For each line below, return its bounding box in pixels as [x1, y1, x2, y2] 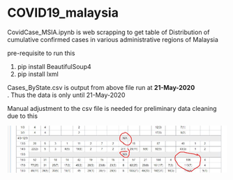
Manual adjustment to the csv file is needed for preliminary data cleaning [7, 104, 218, 112]
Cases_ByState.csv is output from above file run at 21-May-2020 [7, 83, 195, 91]
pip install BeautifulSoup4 [17, 62, 92, 70]
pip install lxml [17, 70, 59, 78]
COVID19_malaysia [7, 5, 119, 21]
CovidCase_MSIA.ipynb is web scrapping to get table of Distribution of [7, 28, 210, 36]
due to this [7, 112, 38, 120]
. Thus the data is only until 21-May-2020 [7, 91, 126, 99]
